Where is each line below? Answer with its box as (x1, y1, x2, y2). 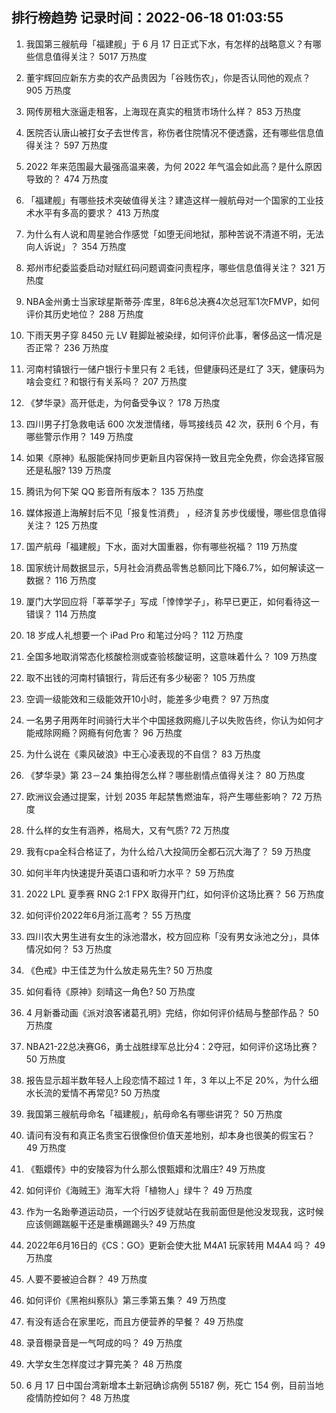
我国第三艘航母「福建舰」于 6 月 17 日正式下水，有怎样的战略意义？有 (25, 38, 313, 50)
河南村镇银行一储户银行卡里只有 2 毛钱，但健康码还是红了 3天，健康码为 (25, 363, 325, 375)
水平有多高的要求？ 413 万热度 (34, 206, 160, 218)
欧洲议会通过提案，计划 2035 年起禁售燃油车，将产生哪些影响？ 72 (25, 790, 303, 802)
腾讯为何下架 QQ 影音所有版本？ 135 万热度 (25, 485, 204, 497)
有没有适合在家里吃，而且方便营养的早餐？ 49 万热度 (25, 1315, 244, 1327)
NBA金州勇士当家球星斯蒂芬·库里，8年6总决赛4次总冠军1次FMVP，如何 (25, 295, 320, 307)
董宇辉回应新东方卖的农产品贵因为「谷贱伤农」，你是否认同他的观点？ (25, 71, 311, 83)
